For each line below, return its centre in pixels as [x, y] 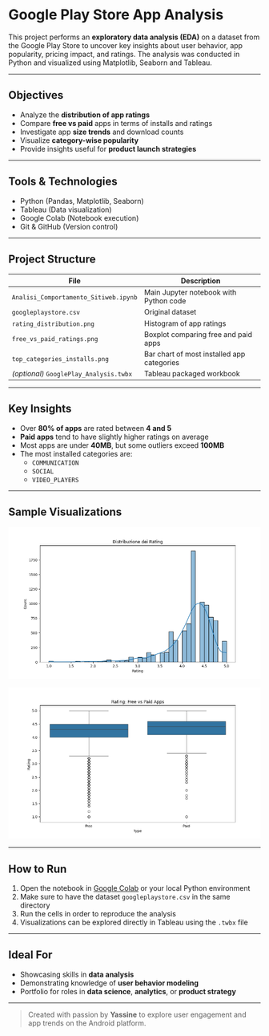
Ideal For [30, 955]
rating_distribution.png [53, 324]
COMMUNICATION [55, 463]
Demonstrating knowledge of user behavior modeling [109, 983]
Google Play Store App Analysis [116, 15]
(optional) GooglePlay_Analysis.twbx [72, 374]
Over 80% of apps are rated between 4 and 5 [96, 428]
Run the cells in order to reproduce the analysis [98, 914]
